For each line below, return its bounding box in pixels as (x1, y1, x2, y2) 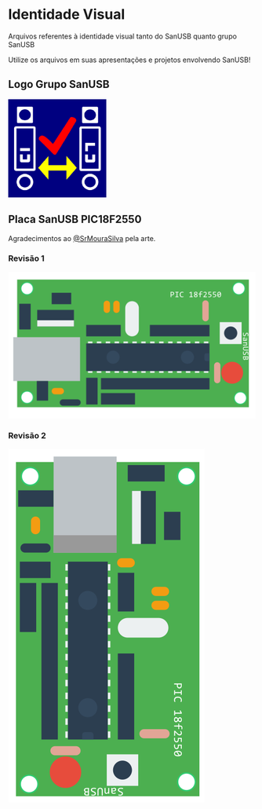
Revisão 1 (8, 253, 45, 264)
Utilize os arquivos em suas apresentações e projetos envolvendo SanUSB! (8, 55, 251, 64)
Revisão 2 (8, 430, 47, 441)
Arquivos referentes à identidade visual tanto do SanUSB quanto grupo (8, 31, 238, 41)
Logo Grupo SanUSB (8, 78, 110, 91)
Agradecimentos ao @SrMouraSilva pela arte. (8, 233, 156, 243)
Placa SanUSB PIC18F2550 (8, 213, 142, 226)
